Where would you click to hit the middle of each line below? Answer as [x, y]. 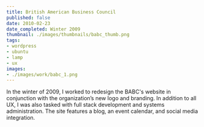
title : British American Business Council [61, 12]
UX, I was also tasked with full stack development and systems [86, 105]
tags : [13, 40]
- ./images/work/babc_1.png [42, 74]
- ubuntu [17, 52]
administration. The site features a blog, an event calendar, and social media [102, 111]
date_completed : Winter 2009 [43, 29]
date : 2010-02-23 [28, 23]
